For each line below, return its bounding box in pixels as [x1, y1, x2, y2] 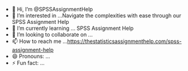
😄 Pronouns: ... [11, 53, 51, 60]
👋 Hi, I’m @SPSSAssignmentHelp [11, 6, 93, 13]
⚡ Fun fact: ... [11, 60, 45, 66]
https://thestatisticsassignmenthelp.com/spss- [67, 38, 182, 45]
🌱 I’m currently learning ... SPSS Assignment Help [11, 24, 134, 32]
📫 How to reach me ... [11, 38, 67, 45]
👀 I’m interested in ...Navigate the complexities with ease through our [11, 12, 181, 19]
